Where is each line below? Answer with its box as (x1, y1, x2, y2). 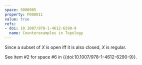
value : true (4, 16, 29, 21)
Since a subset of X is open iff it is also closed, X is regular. (4, 44, 126, 50)
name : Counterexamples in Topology (9, 30, 83, 35)
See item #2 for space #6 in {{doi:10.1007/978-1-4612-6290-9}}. (4, 54, 137, 60)
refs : (4, 21, 16, 26)
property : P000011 (4, 12, 43, 17)
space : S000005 (4, 7, 36, 12)
